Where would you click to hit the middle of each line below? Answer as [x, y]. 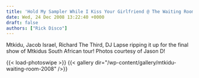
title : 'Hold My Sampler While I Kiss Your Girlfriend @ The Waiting [94, 12]
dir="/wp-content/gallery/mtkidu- [135, 63]
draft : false [22, 22]
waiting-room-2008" [31, 69]
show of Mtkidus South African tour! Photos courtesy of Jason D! [86, 51]
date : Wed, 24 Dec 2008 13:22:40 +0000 [55, 17]
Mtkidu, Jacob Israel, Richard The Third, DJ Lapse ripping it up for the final [97, 45]
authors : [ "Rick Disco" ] [37, 28]
